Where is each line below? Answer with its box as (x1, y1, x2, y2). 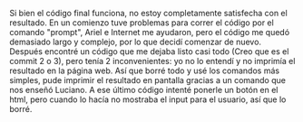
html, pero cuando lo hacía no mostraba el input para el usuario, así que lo (9, 94, 287, 105)
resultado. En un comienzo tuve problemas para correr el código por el (9, 17, 274, 28)
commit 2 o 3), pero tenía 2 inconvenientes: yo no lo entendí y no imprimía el (9, 56, 296, 66)
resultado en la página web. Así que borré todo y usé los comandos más (9, 65, 279, 76)
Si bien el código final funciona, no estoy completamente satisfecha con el (9, 8, 288, 18)
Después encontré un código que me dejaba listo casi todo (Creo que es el (9, 46, 289, 57)
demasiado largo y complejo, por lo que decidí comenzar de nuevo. (9, 36, 261, 47)
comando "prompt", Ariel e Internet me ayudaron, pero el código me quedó (9, 27, 290, 37)
